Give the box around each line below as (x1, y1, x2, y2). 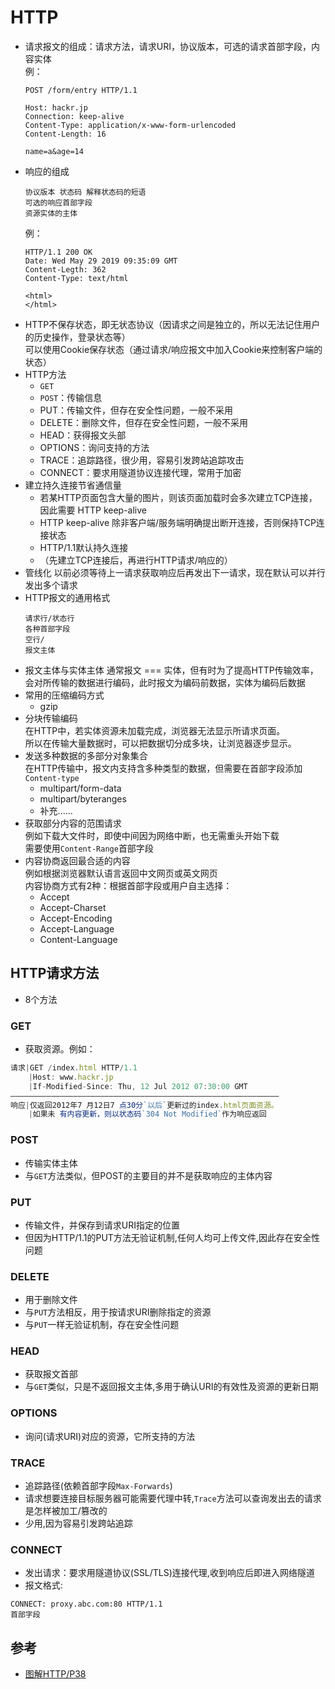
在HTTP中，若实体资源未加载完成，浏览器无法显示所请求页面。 (24, 724, 286, 736)
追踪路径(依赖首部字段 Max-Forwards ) (24, 1480, 173, 1492)
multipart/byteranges (39, 792, 127, 805)
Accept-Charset (39, 901, 107, 913)
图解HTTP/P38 (24, 1668, 87, 1680)
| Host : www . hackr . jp (28, 1072, 114, 1082)
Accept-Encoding (39, 912, 113, 924)
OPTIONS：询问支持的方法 (39, 441, 150, 453)
